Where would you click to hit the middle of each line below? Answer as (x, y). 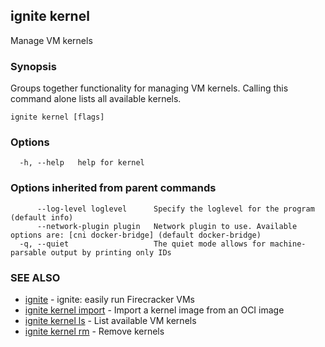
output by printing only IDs (111, 252)
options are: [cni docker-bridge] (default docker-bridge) (136, 235)
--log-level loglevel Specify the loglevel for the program (175, 209)
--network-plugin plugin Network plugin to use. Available (167, 226)
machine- (288, 244)
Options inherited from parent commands (113, 188)
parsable (28, 252)
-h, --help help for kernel (82, 163)
